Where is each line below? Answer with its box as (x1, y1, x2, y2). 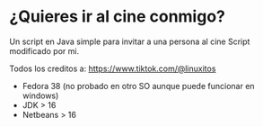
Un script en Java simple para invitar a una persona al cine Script (9, 36, 250, 47)
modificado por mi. (9, 45, 79, 56)
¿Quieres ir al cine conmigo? (9, 6, 226, 27)
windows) (22, 90, 59, 101)
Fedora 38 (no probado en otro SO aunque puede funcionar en (22, 80, 255, 91)
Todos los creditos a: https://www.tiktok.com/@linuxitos (9, 63, 216, 74)
